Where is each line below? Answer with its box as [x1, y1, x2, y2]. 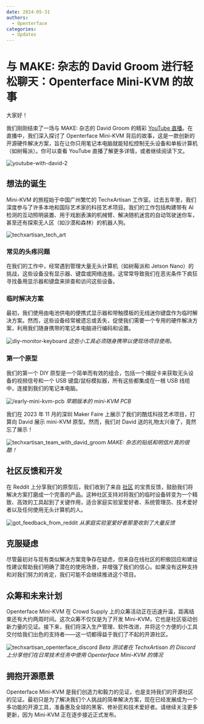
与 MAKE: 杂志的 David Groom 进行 [6, 60, 183, 74]
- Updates [12, 32, 36, 38]
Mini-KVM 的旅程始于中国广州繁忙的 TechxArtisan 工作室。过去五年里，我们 [6, 196, 197, 203]
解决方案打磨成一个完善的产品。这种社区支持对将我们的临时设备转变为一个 [6, 491, 192, 498]
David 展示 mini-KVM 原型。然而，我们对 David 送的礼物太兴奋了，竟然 [18, 418, 197, 425]
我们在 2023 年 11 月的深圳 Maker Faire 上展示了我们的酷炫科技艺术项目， [6, 410, 190, 417]
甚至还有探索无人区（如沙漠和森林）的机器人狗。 [6, 219, 129, 226]
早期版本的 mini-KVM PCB [66, 397, 132, 405]
